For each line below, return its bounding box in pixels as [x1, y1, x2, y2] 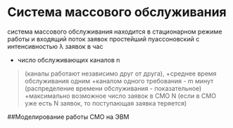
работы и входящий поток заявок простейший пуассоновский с [7, 34, 200, 43]
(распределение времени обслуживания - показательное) [24, 84, 202, 92]
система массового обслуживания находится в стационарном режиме [7, 27, 222, 36]
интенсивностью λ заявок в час [7, 42, 103, 50]
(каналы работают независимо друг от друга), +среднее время [24, 69, 217, 78]
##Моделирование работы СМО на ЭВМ [7, 113, 130, 121]
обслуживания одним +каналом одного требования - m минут [24, 76, 214, 85]
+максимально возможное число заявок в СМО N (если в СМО [24, 92, 217, 100]
